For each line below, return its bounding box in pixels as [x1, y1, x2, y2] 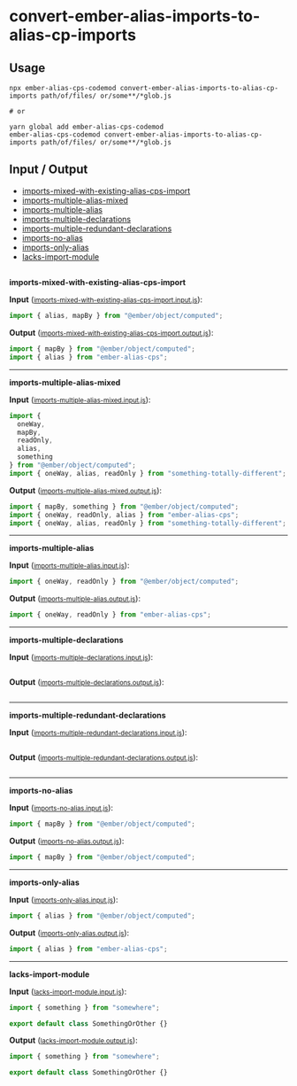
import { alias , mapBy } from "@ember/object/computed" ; [9, 312, 224, 321]
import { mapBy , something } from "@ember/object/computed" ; [9, 502, 240, 511]
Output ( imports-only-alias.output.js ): [9, 927, 130, 938]
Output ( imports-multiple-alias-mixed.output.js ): [9, 485, 162, 495]
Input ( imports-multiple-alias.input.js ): [9, 560, 130, 570]
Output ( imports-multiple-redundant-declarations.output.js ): [9, 752, 199, 763]
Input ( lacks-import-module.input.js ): [9, 986, 127, 997]
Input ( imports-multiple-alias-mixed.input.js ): [9, 394, 151, 405]
